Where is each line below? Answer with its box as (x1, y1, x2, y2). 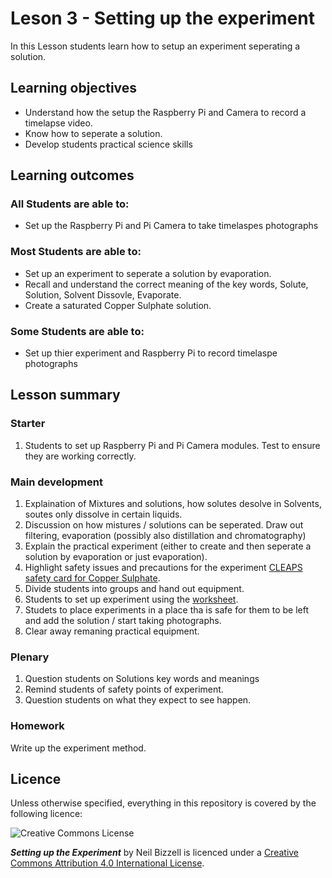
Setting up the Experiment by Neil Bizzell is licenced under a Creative (10, 847, 300, 859)
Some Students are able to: (10, 324, 145, 338)
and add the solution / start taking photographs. (24, 615, 222, 627)
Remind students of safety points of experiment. (24, 683, 224, 696)
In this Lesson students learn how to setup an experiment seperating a (10, 40, 301, 52)
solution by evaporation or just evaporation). (24, 551, 208, 563)
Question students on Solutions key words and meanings (24, 673, 260, 685)
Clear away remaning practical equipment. (24, 625, 200, 637)
